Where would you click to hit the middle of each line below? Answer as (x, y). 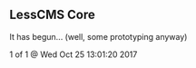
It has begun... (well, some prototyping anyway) (98, 36)
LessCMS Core (52, 15)
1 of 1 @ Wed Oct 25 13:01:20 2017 (73, 54)
